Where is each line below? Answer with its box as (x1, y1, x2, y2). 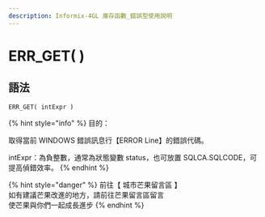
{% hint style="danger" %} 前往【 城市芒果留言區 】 (8, 180, 182, 189)
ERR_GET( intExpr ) (8, 103, 74, 111)
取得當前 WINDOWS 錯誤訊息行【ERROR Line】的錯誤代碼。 (8, 135, 208, 145)
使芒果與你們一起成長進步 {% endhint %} (8, 200, 145, 210)
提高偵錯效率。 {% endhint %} (8, 163, 109, 172)
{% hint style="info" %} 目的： (8, 118, 111, 128)
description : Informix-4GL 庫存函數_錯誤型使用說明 (8, 11, 173, 20)
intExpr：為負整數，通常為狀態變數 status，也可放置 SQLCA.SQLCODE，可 (8, 152, 257, 162)
